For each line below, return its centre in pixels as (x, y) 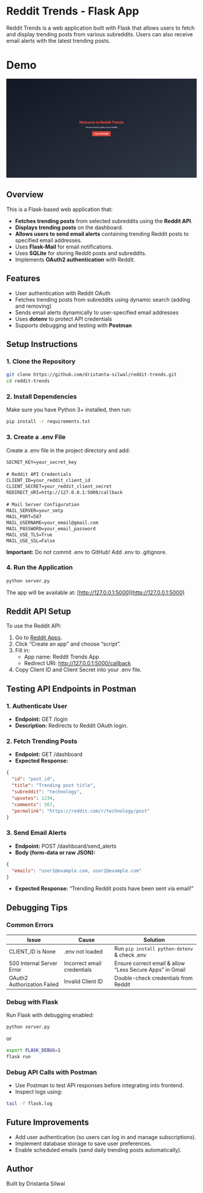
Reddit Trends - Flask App (73, 11)
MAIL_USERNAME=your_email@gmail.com (52, 522)
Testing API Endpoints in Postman (71, 688)
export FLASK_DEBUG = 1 (34, 1050)
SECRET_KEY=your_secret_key (42, 462)
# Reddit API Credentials (39, 474)
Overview (25, 195)
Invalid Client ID (84, 981)
